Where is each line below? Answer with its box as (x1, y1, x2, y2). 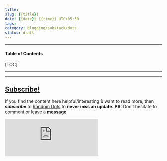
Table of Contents (5, 50, 43, 56)
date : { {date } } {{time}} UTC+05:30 (5, 16, 79, 21)
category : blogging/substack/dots (5, 26, 77, 31)
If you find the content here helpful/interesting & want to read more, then (5, 98, 154, 104)
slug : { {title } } (5, 12, 39, 17)
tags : (5, 21, 16, 26)
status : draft (5, 30, 35, 35)
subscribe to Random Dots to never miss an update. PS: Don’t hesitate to (5, 104, 157, 110)
